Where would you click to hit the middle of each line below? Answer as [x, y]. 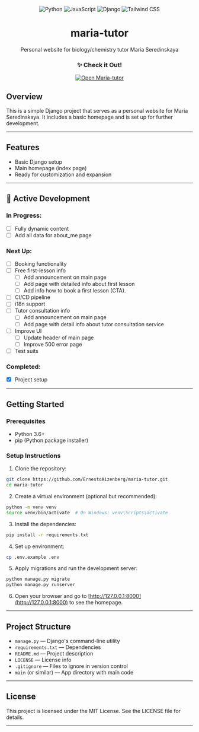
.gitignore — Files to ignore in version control [71, 666]
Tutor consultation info [42, 311]
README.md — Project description [54, 653]
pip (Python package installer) [52, 440]
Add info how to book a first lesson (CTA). [75, 291]
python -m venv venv [32, 507]
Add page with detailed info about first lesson [79, 284]
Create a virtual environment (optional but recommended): [86, 496]
